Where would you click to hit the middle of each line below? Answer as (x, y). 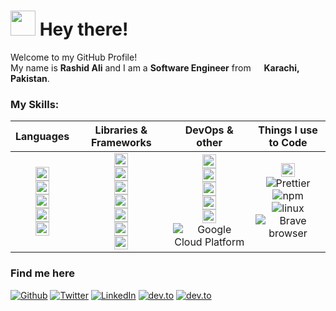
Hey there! (84, 29)
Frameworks (121, 143)
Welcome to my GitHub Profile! (74, 57)
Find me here (42, 273)
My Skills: (35, 104)
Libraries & (121, 130)
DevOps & (209, 130)
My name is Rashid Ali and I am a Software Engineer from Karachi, (155, 67)
